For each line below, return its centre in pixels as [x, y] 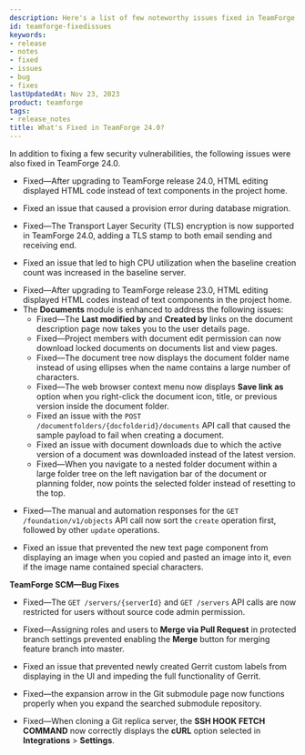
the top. [51, 493]
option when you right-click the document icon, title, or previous [157, 396]
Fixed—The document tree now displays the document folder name [163, 357]
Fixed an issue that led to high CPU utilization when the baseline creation [159, 263]
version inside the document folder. [103, 406]
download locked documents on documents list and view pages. [157, 348]
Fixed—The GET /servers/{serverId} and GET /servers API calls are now [159, 602]
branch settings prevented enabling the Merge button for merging [146, 639]
